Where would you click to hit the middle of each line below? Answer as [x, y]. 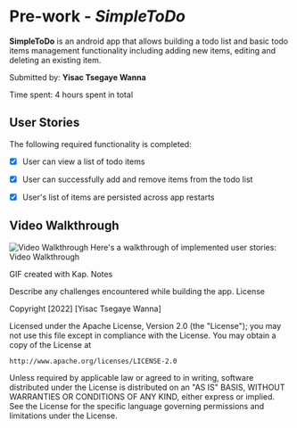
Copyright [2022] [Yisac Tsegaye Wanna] [86, 309]
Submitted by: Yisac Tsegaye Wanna [78, 77]
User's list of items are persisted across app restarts [118, 197]
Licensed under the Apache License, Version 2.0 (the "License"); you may [145, 325]
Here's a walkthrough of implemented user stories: [183, 247]
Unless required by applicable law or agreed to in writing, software [132, 377]
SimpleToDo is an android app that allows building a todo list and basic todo [149, 41]
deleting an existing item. [55, 60]
